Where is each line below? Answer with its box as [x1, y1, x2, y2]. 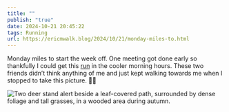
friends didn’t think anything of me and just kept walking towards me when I [7, 69, 223, 78]
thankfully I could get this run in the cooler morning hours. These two [7, 62, 204, 70]
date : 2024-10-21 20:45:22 [7, 23, 85, 30]
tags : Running [7, 29, 48, 36]
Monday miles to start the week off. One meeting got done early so [7, 54, 198, 63]
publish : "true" [7, 16, 54, 23]
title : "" [7, 10, 36, 17]
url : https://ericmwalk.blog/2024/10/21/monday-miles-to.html [7, 36, 190, 43]
